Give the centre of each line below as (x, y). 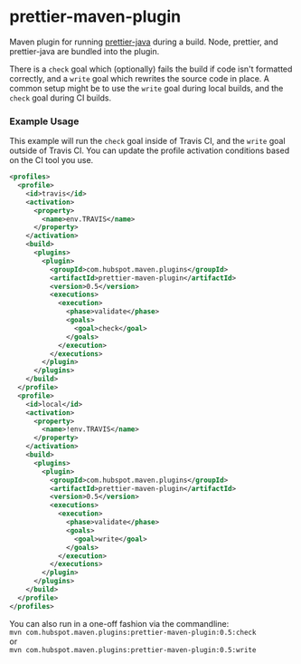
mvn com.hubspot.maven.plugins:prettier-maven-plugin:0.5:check (133, 632)
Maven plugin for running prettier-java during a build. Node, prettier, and (144, 42)
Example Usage (44, 121)
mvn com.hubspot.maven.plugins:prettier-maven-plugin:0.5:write (133, 650)
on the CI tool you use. (52, 160)
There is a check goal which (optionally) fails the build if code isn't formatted (151, 69)
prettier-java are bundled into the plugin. (85, 51)
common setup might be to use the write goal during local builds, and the (146, 88)
